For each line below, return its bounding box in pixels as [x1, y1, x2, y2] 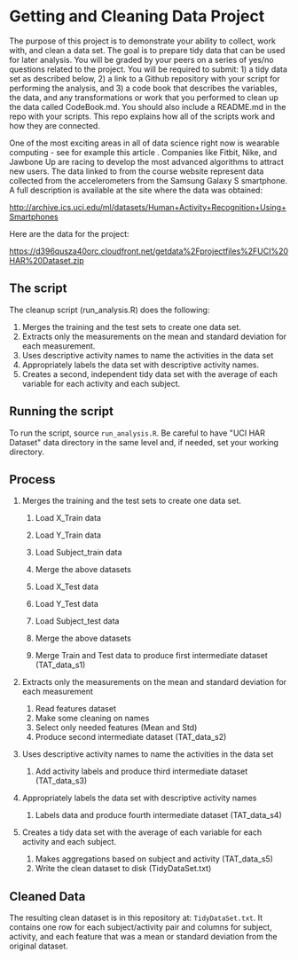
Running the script [9, 404, 114, 419]
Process [9, 472, 56, 487]
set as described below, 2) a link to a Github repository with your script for [9, 73, 281, 83]
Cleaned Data [9, 889, 86, 904]
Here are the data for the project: [9, 228, 130, 239]
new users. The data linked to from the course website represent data [9, 166, 264, 177]
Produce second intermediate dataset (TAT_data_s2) [35, 732, 227, 743]
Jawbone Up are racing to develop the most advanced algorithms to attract [9, 156, 284, 167]
